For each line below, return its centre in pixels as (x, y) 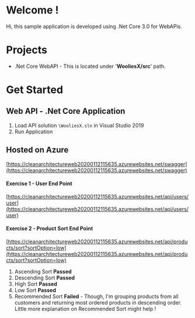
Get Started (34, 90)
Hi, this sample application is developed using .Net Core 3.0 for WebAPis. (94, 26)
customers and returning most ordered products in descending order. (98, 303)
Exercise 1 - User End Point (39, 184)
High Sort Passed (36, 284)
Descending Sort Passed (44, 278)
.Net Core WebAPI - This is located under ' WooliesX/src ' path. (90, 66)
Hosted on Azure (37, 150)
